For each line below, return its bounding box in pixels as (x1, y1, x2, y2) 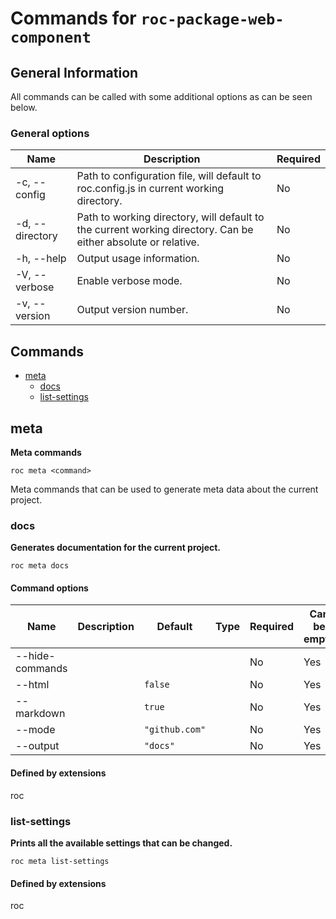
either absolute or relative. (76, 235, 200, 249)
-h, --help (15, 252, 67, 266)
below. (10, 102, 38, 113)
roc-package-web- (140, 10, 285, 29)
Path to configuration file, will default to (76, 169, 262, 183)
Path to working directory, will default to (76, 210, 265, 224)
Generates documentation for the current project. (10, 542, 222, 554)
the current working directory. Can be (76, 223, 254, 237)
